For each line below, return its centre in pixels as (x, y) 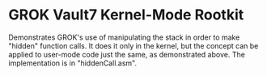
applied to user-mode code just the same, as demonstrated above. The (127, 54)
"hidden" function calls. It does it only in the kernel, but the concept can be (133, 45)
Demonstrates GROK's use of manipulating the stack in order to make (124, 37)
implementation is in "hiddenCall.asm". (73, 63)
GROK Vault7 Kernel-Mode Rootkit (126, 15)
